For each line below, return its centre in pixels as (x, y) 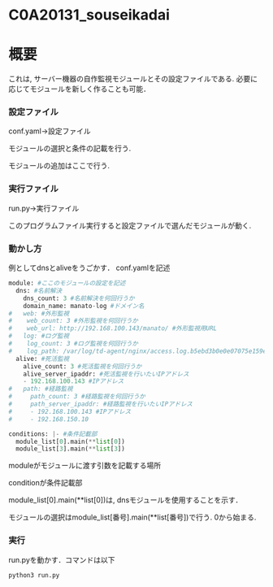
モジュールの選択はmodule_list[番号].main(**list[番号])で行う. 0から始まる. (132, 517)
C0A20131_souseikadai (89, 15)
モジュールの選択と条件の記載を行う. (70, 149)
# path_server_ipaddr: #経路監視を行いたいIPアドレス (101, 404)
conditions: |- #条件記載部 (53, 434)
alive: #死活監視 (43, 359)
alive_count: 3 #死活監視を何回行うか (82, 366)
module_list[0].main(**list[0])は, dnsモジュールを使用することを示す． (126, 500)
